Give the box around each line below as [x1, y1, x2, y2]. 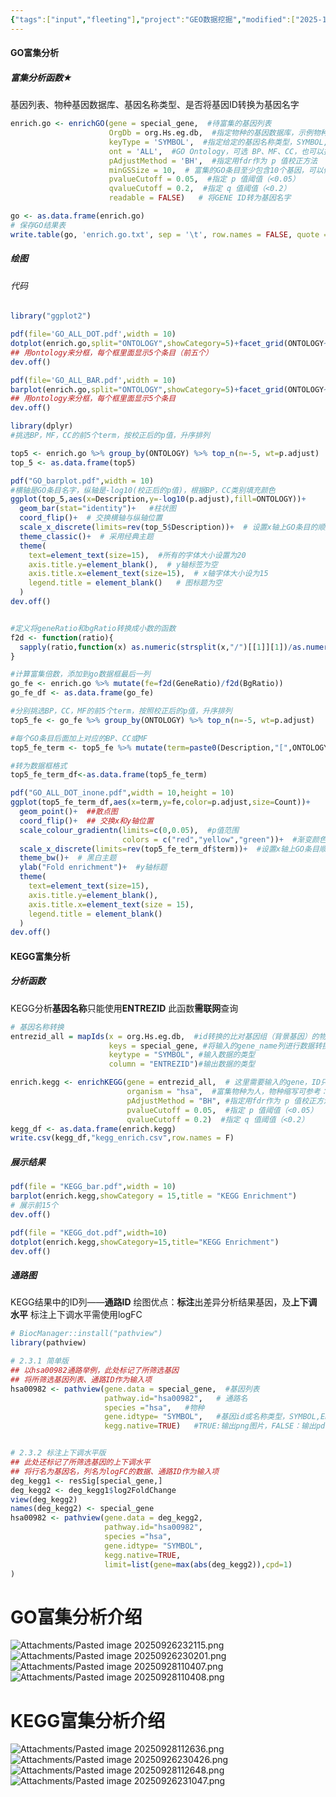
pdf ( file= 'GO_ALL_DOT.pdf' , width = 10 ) [10, 329, 177, 340]
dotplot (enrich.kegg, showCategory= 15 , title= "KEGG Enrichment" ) [10, 1237, 280, 1247]
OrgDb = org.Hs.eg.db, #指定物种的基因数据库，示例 [108, 128, 313, 138]
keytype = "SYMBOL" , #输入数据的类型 [108, 1050, 256, 1060]
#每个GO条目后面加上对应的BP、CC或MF [10, 733, 148, 743]
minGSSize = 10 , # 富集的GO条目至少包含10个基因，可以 [108, 165, 324, 175]
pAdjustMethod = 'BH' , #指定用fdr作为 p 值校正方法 [108, 156, 318, 166]
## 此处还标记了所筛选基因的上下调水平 [10, 1457, 151, 1468]
